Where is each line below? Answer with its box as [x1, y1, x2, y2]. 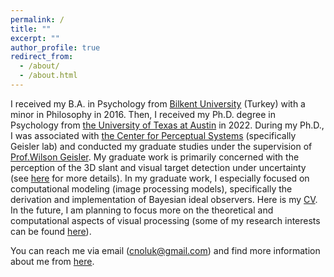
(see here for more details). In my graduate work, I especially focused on [10, 172, 310, 184]
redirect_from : [10, 52, 74, 62]
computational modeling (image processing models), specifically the [10, 182, 293, 195]
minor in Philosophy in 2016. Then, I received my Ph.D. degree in [10, 108, 276, 120]
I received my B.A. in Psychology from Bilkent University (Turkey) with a [10, 97, 306, 110]
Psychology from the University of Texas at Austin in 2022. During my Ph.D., [10, 119, 325, 131]
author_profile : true [10, 42, 101, 53]
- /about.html [19, 71, 78, 81]
